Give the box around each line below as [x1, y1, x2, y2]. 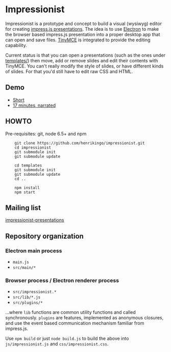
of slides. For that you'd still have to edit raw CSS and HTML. [5, 68, 133, 75]
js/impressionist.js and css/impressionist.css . [5, 341, 109, 347]
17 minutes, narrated [12, 102, 56, 108]
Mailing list [5, 203, 41, 212]
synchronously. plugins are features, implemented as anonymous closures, [5, 315, 164, 321]
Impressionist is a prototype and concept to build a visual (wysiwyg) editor [5, 20, 162, 27]
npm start [14, 190, 36, 195]
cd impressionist [14, 145, 52, 150]
